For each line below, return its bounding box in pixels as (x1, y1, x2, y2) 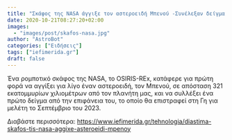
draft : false (7, 55, 45, 62)
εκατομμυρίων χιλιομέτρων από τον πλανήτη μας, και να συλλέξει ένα (7, 89, 214, 97)
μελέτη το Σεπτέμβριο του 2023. (7, 103, 101, 112)
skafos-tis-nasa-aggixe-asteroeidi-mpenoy (7, 124, 131, 132)
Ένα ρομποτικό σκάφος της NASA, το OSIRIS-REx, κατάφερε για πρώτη (7, 74, 214, 82)
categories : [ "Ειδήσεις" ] (7, 42, 82, 49)
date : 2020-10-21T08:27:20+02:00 (7, 17, 104, 24)
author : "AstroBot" (7, 36, 64, 43)
